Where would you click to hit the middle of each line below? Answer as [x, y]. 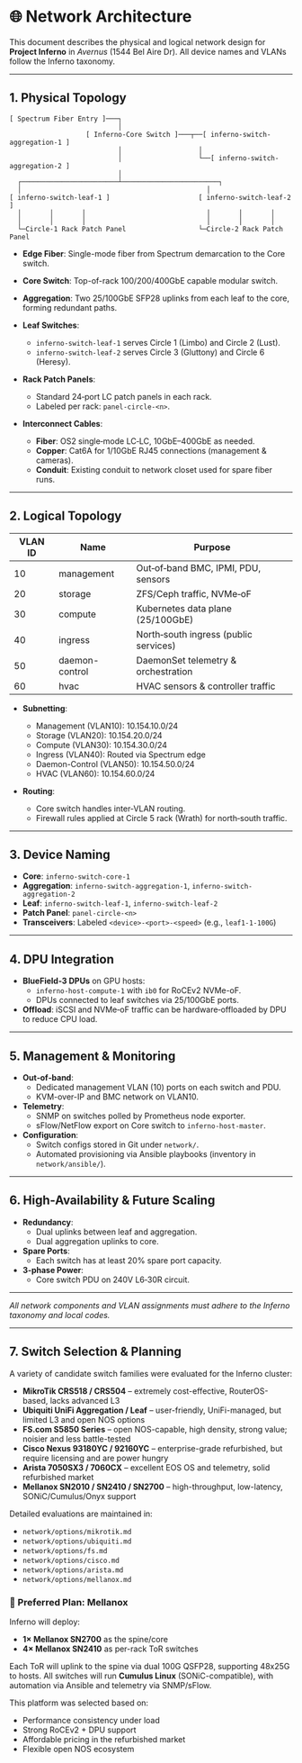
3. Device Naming [60, 854]
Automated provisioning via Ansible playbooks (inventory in [146, 1154]
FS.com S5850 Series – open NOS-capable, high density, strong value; [155, 1429]
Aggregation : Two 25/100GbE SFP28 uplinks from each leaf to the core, [156, 298]
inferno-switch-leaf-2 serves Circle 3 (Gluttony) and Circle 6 [150, 352]
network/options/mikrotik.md [77, 1532]
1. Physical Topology [68, 98]
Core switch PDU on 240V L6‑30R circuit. [113, 1279]
